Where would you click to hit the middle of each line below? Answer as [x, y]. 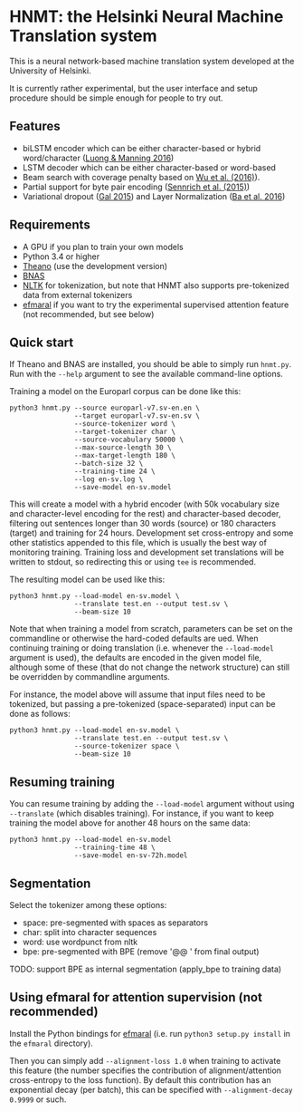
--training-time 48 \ [114, 848]
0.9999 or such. [38, 1099]
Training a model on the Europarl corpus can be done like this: [125, 392]
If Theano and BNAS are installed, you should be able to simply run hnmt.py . [151, 364]
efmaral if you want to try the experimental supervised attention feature [156, 305]
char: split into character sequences [90, 932]
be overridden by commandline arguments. [90, 677]
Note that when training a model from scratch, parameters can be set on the [151, 629]
